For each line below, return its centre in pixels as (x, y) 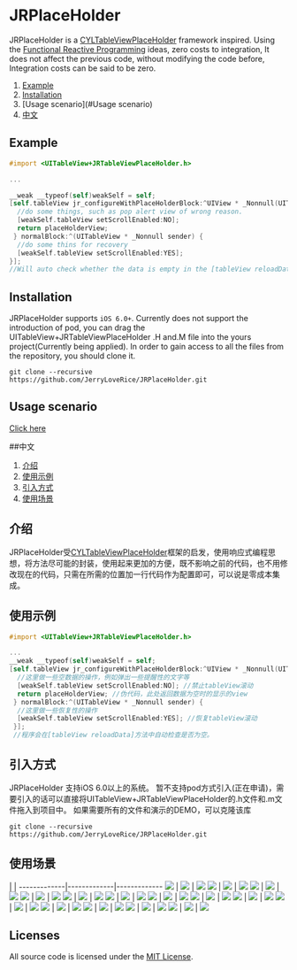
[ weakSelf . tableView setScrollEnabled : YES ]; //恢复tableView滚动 (137, 719)
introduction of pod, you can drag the (77, 327)
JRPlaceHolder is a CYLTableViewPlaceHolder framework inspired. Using (142, 40)
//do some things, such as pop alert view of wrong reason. (130, 212)
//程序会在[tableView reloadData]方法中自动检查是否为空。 (113, 735)
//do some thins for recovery (72, 244)
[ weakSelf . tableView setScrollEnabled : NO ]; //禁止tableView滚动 (135, 685)
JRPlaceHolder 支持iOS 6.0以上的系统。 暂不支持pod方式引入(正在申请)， (143, 788)
